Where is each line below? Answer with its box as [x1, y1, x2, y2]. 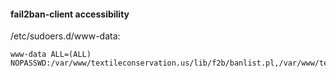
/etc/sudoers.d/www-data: [10, 30, 121, 42]
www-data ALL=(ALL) [10, 50, 92, 60]
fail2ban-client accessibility [10, 8, 130, 20]
